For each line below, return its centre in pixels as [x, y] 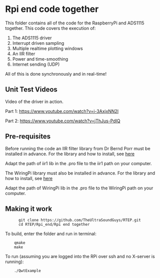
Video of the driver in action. [34, 101]
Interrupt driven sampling [38, 43]
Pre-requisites [28, 137]
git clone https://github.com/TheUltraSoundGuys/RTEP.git [80, 220]
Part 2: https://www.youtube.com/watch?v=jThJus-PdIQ [63, 121]
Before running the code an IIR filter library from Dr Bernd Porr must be [78, 148]
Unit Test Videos [31, 90]
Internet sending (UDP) [36, 64]
